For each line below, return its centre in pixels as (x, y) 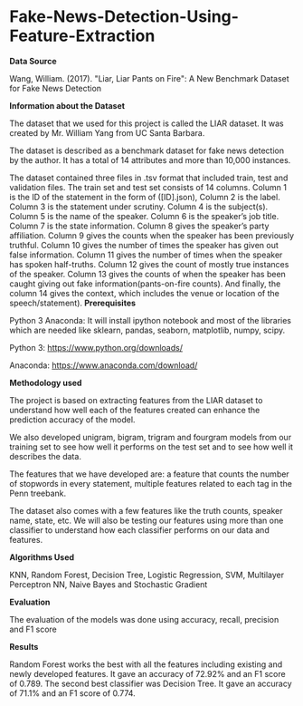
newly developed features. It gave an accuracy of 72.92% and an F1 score (148, 673)
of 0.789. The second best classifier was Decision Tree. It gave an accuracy (151, 683)
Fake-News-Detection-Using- (124, 17)
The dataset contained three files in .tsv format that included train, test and (149, 178)
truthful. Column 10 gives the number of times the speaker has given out (144, 245)
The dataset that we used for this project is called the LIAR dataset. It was (147, 123)
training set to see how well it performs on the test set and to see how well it (151, 447)
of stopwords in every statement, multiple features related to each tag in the (151, 483)
